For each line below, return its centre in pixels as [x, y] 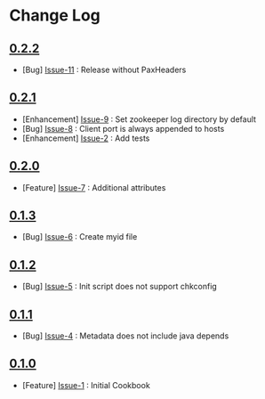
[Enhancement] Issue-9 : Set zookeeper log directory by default [139, 119]
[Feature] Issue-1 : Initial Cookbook [86, 385]
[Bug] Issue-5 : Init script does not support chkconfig [120, 287]
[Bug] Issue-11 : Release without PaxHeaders [104, 69]
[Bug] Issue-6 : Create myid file [80, 237]
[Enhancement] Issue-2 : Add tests [86, 138]
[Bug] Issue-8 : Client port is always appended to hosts [123, 128]
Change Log [55, 16]
